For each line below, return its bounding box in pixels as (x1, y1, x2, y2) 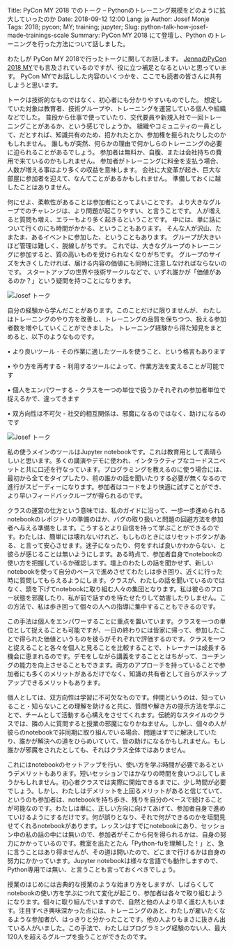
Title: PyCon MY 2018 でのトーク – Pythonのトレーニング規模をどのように (7, 6, 220, 14)
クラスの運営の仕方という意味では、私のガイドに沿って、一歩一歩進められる (7, 506, 226, 514)
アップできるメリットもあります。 (7, 679, 104, 686)
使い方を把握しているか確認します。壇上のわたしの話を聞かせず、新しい (7, 558, 214, 567)
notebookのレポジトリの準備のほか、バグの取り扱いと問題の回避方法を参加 (7, 515, 224, 523)
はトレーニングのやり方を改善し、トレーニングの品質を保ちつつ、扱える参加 (7, 315, 227, 323)
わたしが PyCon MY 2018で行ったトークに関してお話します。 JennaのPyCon (7, 55, 227, 63)
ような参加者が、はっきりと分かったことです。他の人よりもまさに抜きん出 (13, 915, 226, 923)
